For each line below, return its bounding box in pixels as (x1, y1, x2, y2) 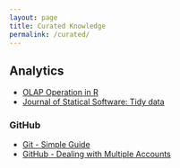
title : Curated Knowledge (9, 22, 106, 31)
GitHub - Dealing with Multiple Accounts (21, 149, 172, 160)
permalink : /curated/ (9, 30, 90, 39)
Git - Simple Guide (21, 139, 91, 150)
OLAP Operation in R (21, 87, 99, 98)
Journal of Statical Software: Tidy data (21, 96, 165, 108)
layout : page (9, 13, 58, 22)
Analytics (9, 63, 64, 78)
